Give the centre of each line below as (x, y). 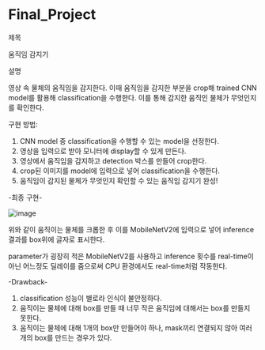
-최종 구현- (25, 197)
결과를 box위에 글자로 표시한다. (57, 239)
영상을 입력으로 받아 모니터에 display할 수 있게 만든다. (103, 151)
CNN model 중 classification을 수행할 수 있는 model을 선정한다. (119, 141)
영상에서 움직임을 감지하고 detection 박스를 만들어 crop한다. (113, 160)
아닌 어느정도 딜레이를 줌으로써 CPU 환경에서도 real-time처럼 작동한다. (118, 265)
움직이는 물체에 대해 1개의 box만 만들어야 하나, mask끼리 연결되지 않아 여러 (136, 327)
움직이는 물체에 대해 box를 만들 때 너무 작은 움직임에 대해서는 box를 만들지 (135, 308)
